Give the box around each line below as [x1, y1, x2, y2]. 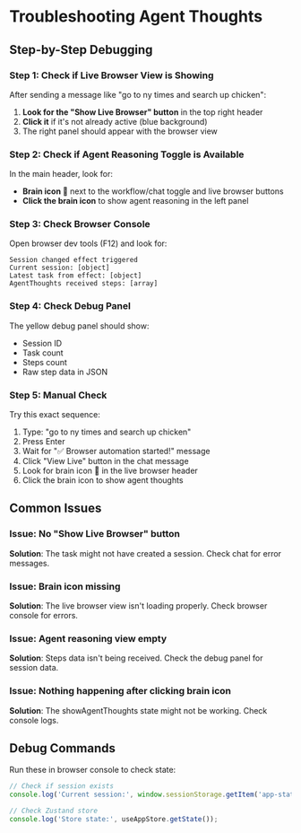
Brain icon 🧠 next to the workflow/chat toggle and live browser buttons [21, 186, 284, 197]
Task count [21, 347, 64, 358]
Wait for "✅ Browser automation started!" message [21, 446, 211, 457]
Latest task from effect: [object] [9, 271, 142, 280]
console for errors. [9, 610, 79, 621]
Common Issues [9, 501, 102, 516]
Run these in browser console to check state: [9, 765, 176, 776]
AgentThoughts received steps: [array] [9, 279, 159, 288]
